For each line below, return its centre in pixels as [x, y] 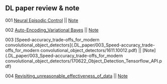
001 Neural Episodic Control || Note [42, 20]
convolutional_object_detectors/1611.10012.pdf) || [91, 50]
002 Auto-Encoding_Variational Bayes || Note [52, 30]
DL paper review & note [42, 8]
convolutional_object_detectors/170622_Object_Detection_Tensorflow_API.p [84, 61]
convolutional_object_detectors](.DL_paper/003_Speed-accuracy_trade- [80, 45]
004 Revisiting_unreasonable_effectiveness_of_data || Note [67, 76]
